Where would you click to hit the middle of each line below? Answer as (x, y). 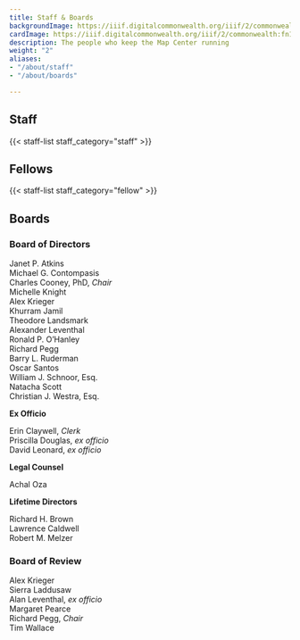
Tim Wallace (32, 628)
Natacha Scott (36, 387)
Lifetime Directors (43, 502)
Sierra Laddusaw (41, 590)
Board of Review (46, 561)
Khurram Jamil (36, 311)
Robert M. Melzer (41, 538)
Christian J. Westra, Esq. (54, 396)
